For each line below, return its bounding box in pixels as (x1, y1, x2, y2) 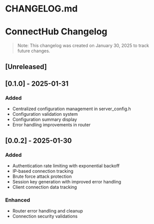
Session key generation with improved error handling (12, 178, 121, 184)
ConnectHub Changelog (5, 26, 108, 38)
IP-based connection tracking (12, 168, 74, 174)
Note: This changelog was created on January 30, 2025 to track (17, 43, 150, 49)
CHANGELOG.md (5, 3, 78, 15)
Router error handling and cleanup (12, 208, 83, 214)
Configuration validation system (12, 111, 78, 117)
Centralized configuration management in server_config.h (12, 106, 131, 112)
